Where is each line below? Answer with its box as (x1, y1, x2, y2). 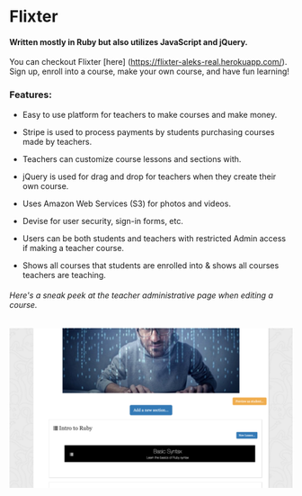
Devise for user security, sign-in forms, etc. (22, 215, 184, 226)
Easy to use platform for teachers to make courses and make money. (22, 109, 278, 120)
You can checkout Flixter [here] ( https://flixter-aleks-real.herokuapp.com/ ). (9, 57, 288, 68)
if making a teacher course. (22, 242, 124, 253)
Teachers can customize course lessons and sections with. (22, 153, 242, 164)
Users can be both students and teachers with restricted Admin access (22, 232, 286, 244)
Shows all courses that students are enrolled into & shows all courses (22, 259, 280, 271)
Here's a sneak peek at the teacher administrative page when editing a (9, 290, 274, 301)
